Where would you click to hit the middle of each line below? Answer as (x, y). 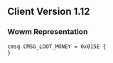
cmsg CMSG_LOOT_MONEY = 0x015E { (57, 46)
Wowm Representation (48, 32)
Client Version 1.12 (49, 12)
